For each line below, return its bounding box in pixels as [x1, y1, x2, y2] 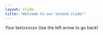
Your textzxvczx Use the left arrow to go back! [5, 24, 99, 30]
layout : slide [5, 7, 34, 12]
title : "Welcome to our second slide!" [5, 12, 86, 16]
